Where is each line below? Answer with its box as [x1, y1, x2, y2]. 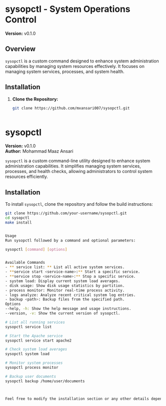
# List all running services [5, 320, 65, 325]
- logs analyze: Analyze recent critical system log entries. [5, 292, 136, 297]
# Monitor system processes [5, 360, 63, 365]
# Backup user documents [5, 374, 56, 379]
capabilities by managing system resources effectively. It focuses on [5, 63, 145, 69]
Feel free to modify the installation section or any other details [5, 396, 149, 401]
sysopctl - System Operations [5, 3, 130, 15]
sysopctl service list [5, 324, 52, 329]
